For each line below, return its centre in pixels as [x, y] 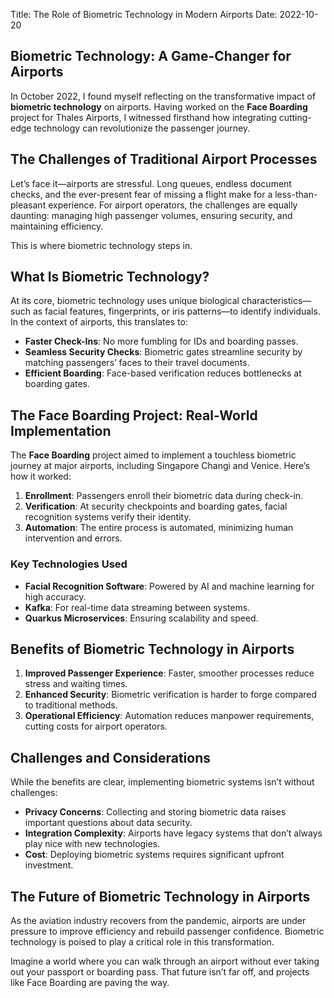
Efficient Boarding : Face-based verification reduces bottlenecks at [163, 373]
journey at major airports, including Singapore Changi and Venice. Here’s [160, 466]
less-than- [296, 194]
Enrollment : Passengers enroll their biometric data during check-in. [164, 496]
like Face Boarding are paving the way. [90, 982]
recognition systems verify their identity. [108, 517]
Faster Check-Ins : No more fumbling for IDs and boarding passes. [161, 341]
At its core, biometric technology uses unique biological [125, 301]
